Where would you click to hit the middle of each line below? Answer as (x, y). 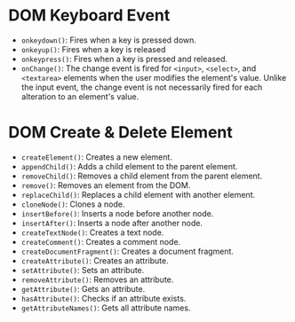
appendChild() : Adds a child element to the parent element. (129, 166)
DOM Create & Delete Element (120, 133)
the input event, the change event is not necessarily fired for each (142, 87)
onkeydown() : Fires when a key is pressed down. (109, 40)
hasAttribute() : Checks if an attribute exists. (104, 298)
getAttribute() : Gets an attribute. (83, 288)
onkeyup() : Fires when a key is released (93, 49)
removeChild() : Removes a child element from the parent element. (142, 176)
